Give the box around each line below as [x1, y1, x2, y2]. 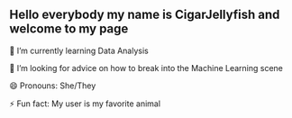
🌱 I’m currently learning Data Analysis [9, 45, 149, 56]
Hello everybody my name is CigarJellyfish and [9, 7, 280, 23]
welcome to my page [9, 22, 129, 37]
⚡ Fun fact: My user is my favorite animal [9, 98, 160, 109]
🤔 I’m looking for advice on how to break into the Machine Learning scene [9, 62, 284, 73]
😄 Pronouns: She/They [9, 80, 96, 91]
